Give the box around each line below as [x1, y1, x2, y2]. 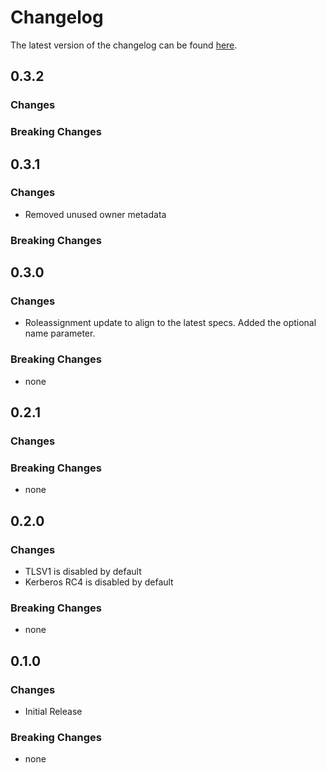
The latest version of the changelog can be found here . [10, 39, 238, 51]
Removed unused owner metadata [24, 208, 167, 220]
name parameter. [24, 327, 96, 340]
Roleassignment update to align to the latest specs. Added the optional [24, 317, 317, 329]
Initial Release [24, 706, 83, 718]
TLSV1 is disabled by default [24, 566, 142, 578]
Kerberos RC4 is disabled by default [24, 576, 174, 588]
